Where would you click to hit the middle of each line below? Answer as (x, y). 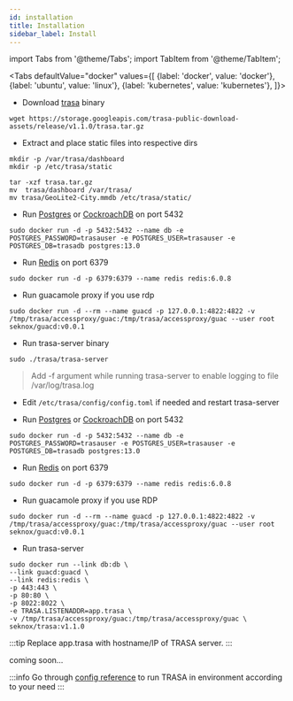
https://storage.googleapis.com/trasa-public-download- (134, 119)
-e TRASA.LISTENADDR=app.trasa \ (71, 612)
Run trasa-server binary (66, 343)
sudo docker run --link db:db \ (69, 565)
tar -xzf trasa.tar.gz (51, 182)
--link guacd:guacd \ (49, 573)
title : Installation (47, 26)
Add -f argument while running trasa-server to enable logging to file (154, 376)
